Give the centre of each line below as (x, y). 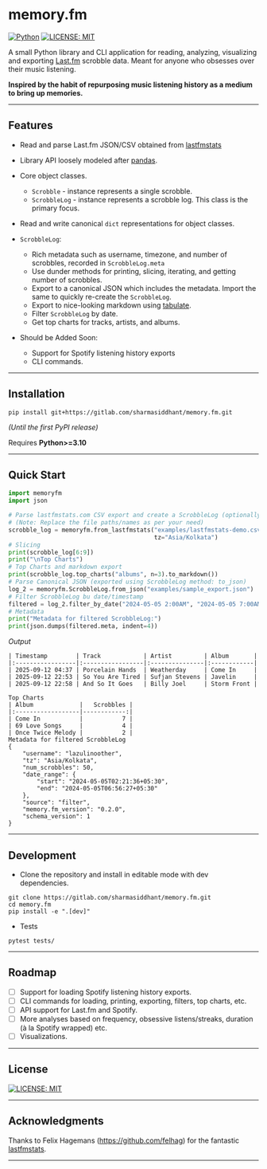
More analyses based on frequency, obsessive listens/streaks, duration (136, 1018)
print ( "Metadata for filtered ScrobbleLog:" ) (85, 619)
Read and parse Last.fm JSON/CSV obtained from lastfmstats (121, 144)
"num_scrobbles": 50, (58, 768)
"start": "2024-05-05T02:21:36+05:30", (103, 782)
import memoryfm (35, 493)
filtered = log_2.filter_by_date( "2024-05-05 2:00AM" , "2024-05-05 (122, 604)
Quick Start (37, 475)
